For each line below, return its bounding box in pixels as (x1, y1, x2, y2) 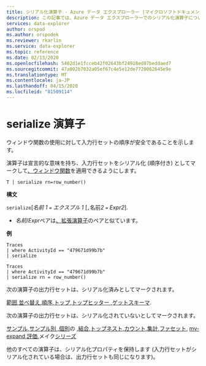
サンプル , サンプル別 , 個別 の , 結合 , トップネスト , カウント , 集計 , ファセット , (6, 324, 188, 332)
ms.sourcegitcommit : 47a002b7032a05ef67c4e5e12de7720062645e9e (6, 66, 172, 72)
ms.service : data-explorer (6, 44, 75, 50)
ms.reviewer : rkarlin (6, 37, 62, 44)
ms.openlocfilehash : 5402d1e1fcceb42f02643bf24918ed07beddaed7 (6, 60, 172, 66)
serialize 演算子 (6, 117, 86, 131)
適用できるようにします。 (75, 167, 140, 174)
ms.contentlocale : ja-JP (6, 77, 70, 83)
